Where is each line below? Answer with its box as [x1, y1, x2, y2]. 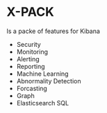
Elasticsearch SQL [16, 99, 69, 107]
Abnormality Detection [16, 76, 81, 85]
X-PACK [6, 4, 55, 20]
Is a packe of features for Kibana [6, 27, 100, 35]
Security [16, 40, 41, 48]
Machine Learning [16, 70, 69, 78]
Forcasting [16, 84, 48, 92]
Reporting [16, 62, 46, 70]
